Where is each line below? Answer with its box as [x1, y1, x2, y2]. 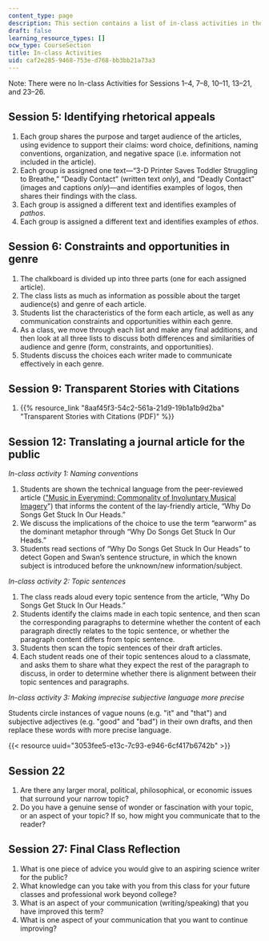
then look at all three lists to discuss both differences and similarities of [19, 333, 255, 343]
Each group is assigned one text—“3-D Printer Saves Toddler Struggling [19, 165, 258, 175]
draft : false [8, 26, 52, 34]
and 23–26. [8, 87, 46, 96]
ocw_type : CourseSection [8, 42, 91, 50]
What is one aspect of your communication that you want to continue [19, 915, 248, 924]
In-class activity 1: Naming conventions [8, 469, 139, 479]
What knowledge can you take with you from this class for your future [19, 881, 251, 891]
